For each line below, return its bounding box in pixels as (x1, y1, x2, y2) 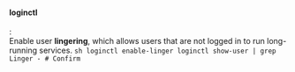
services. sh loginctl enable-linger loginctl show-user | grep (39, 45, 276, 56)
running (9, 45, 38, 56)
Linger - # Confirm (9, 54, 81, 63)
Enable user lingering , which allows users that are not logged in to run (9, 36, 265, 47)
